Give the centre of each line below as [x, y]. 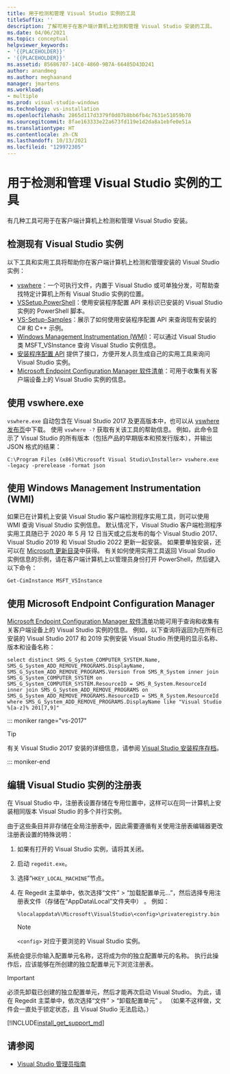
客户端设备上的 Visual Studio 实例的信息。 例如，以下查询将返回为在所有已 [118, 630]
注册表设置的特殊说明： [40, 834]
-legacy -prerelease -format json [56, 465]
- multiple [23, 97]
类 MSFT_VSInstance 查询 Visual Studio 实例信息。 [88, 345]
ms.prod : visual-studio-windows [53, 103]
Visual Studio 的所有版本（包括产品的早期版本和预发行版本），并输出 [116, 438]
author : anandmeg [32, 71]
